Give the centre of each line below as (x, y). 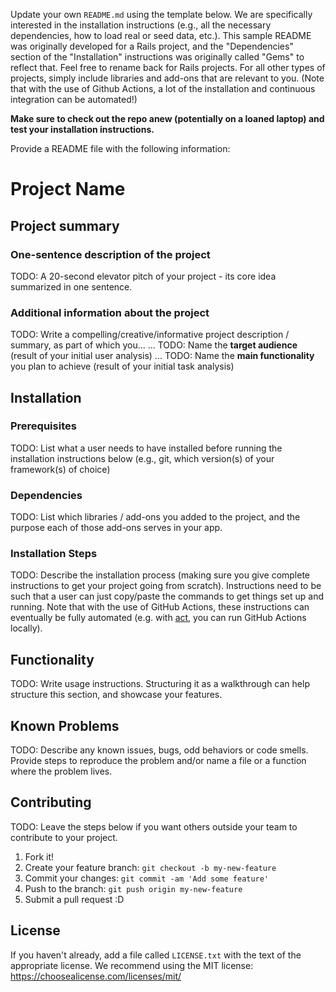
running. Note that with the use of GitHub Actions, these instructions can (160, 607)
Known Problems (65, 725)
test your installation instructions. (82, 129)
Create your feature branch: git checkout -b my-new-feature (150, 867)
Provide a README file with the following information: (120, 148)
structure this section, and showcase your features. (116, 695)
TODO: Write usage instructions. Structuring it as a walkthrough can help (160, 684)
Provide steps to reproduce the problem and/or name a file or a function (158, 761)
